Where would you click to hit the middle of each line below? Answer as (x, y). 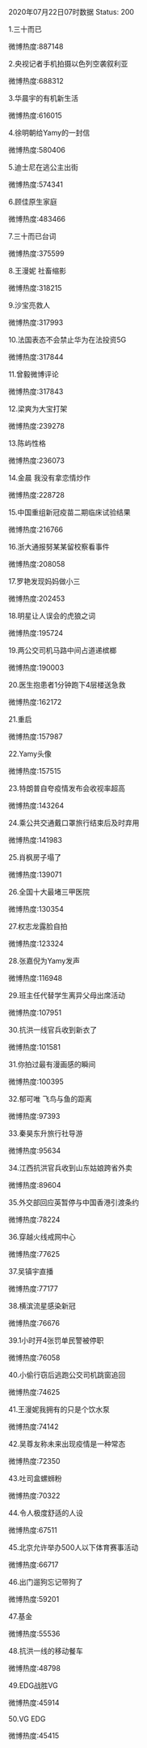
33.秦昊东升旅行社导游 (46, 1133)
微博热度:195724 (36, 633)
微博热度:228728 (36, 495)
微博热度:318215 (35, 288)
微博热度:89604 (35, 1185)
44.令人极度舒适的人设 (46, 1513)
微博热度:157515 (35, 771)
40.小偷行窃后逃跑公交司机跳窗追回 (67, 1375)
